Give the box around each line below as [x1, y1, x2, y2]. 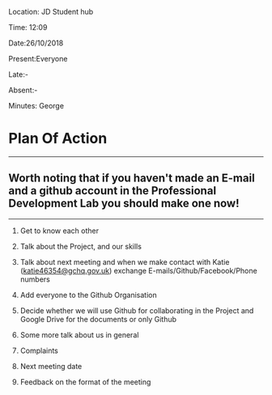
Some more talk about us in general [19, 329, 139, 339]
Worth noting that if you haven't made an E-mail [8, 172, 255, 185]
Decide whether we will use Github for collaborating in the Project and [19, 305, 254, 315]
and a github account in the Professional [8, 184, 217, 197]
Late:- [8, 70, 28, 79]
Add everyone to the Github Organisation [19, 290, 157, 299]
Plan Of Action [8, 130, 108, 148]
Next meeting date [19, 361, 83, 371]
